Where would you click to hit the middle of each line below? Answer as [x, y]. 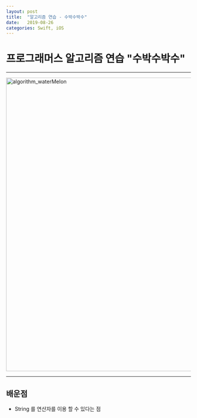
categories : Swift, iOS [35, 28]
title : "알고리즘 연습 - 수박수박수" [47, 17]
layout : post [22, 11]
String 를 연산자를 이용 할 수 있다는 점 [58, 409]
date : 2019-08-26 [30, 22]
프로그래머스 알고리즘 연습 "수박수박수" [96, 59]
